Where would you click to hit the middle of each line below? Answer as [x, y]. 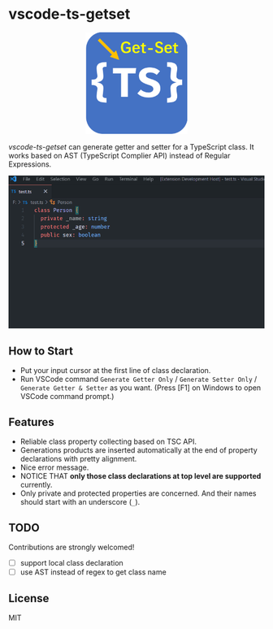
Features [31, 422]
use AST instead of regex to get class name [93, 572]
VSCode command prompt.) [67, 397]
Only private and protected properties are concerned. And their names [138, 493]
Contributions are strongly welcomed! [71, 547]
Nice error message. [54, 467]
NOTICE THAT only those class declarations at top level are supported [141, 476]
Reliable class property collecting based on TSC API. [108, 442]
